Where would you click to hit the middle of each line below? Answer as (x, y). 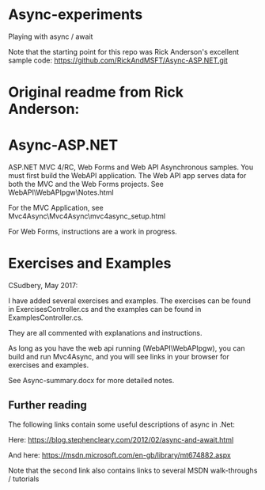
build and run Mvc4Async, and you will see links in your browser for (119, 357)
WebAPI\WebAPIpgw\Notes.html (61, 192)
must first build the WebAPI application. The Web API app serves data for (127, 176)
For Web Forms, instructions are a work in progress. (93, 232)
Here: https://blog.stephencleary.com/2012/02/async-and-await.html (121, 439)
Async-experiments (76, 15)
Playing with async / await (51, 36)
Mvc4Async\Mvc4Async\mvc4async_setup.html (87, 216)
